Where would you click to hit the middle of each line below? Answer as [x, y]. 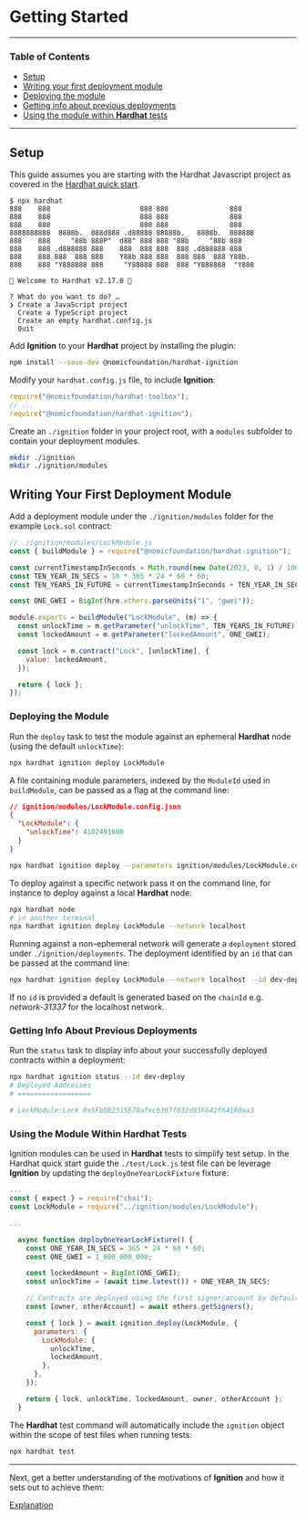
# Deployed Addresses [51, 1085]
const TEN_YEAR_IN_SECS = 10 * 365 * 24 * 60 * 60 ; [110, 576]
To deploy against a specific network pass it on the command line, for [140, 883]
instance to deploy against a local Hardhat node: [101, 893]
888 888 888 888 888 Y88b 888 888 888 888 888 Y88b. [130, 257]
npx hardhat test [42, 1451]
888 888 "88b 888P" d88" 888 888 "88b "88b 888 [126, 241]
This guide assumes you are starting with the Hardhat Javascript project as [150, 174]
